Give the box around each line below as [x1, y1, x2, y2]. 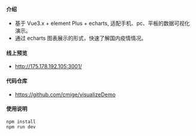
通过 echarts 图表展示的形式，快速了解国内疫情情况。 [14, 34, 147, 42]
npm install [6, 119, 36, 125]
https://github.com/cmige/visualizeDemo [14, 91, 116, 98]
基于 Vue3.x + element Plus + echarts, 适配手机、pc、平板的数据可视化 [14, 20, 190, 27]
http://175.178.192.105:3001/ [14, 63, 82, 70]
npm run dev [6, 124, 36, 130]
